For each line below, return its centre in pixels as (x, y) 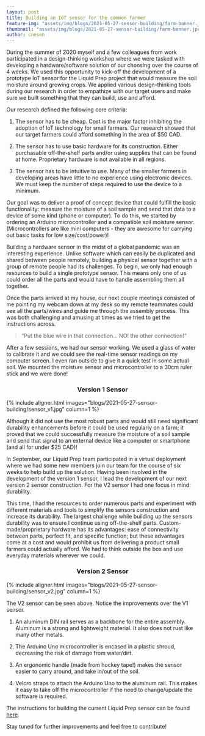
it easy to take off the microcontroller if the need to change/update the (104, 689)
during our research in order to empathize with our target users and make (99, 91)
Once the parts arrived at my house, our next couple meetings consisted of (101, 298)
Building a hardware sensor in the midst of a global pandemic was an (93, 247)
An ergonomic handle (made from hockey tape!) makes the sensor (99, 664)
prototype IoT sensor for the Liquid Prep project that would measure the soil (102, 78)
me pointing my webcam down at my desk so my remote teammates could (100, 304)
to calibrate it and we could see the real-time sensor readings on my (92, 354)
